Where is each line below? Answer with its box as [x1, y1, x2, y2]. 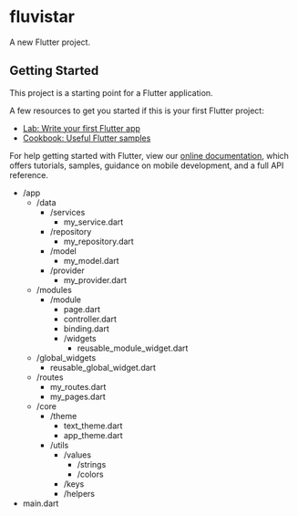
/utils [49, 439, 69, 450]
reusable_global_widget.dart [49, 362, 157, 373]
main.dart [22, 498, 59, 509]
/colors [77, 469, 104, 479]
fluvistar [9, 6, 76, 27]
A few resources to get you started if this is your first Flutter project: [9, 105, 264, 116]
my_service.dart [63, 216, 124, 227]
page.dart [63, 303, 101, 314]
